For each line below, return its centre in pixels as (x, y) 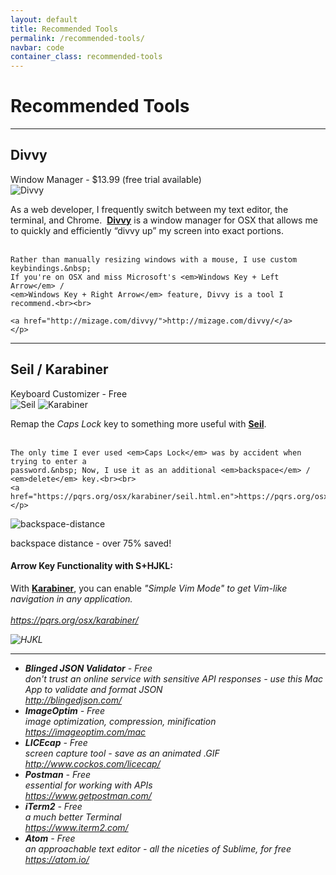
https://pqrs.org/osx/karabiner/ (74, 620)
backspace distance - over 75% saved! (91, 543)
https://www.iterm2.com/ (76, 827)
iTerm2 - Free (53, 806)
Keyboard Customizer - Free (69, 393)
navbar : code (37, 47)
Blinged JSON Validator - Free (88, 668)
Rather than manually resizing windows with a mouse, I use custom (154, 259)
